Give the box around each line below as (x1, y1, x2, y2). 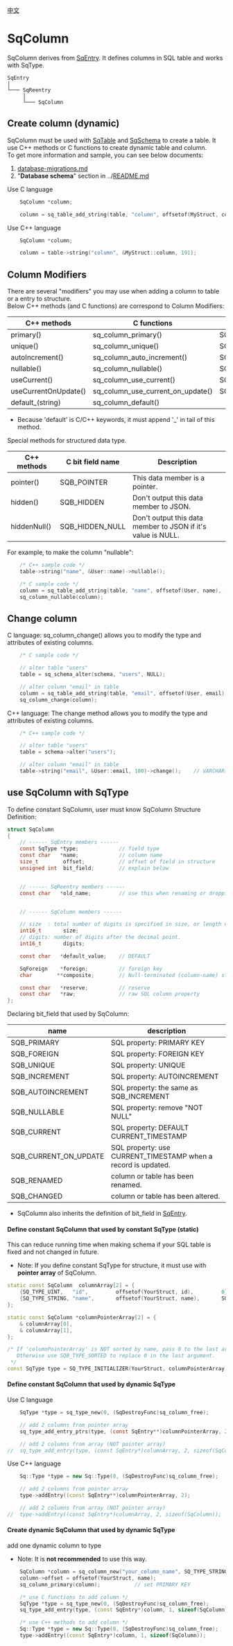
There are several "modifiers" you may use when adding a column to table (7, 287, 220, 296)
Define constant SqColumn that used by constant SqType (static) (7, 1225, 199, 1233)
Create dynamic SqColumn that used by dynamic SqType (7, 1526, 175, 1534)
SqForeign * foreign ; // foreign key (19, 965, 163, 972)
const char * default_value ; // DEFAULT (19, 953, 150, 960)
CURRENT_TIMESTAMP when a (110, 1151, 213, 1161)
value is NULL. (132, 530, 180, 540)
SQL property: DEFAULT (110, 1123, 189, 1132)
